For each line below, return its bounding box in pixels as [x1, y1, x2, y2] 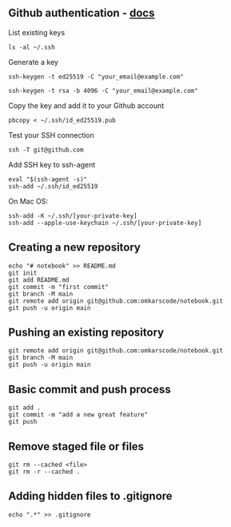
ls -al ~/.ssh [8, 43, 56, 51]
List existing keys [8, 27, 66, 37]
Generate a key [8, 57, 58, 66]
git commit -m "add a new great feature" [8, 411, 149, 419]
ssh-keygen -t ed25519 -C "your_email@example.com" [8, 72, 184, 81]
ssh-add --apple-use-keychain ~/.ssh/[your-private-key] [8, 219, 202, 227]
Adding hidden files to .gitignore [8, 489, 173, 503]
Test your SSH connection [8, 130, 94, 139]
